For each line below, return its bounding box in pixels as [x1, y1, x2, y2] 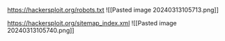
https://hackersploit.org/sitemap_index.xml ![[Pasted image [7, 19, 178, 27]
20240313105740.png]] [7, 27, 75, 34]
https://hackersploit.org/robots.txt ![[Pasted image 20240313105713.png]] [7, 6, 219, 14]
